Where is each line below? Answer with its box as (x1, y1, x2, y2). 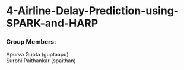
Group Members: (6, 38, 56, 46)
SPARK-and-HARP (6, 16, 99, 30)
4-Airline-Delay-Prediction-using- (6, 4, 179, 18)
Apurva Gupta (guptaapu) (6, 51, 69, 58)
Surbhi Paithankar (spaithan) (6, 57, 76, 64)
